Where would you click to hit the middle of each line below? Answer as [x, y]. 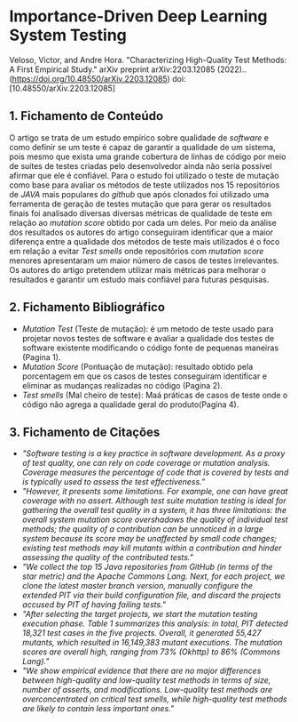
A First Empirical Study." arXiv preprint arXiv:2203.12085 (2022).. [128, 69]
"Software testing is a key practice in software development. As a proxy [153, 453]
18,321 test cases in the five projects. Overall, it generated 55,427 [141, 633]
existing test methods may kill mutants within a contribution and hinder [152, 548]
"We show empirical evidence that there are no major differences [141, 671]
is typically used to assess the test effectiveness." [114, 482]
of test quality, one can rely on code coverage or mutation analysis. [146, 463]
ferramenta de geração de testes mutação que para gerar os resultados [141, 204]
